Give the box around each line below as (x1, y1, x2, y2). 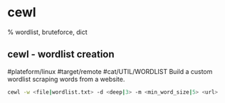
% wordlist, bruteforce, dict (7, 28, 88, 36)
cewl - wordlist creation (7, 48, 115, 60)
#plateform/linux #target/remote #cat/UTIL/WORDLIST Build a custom (7, 67, 213, 75)
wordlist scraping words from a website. (7, 75, 125, 83)
